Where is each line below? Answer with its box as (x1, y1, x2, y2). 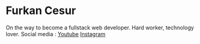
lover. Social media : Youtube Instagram (6, 30, 106, 37)
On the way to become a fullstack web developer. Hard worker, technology (6, 24, 194, 31)
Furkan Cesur (6, 4, 76, 18)
